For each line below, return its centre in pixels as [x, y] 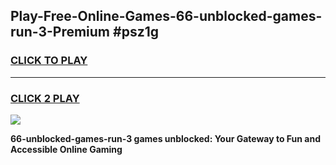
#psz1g [136, 32]
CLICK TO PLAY [49, 61]
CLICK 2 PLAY [45, 98]
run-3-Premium [60, 32]
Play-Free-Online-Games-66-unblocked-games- [166, 16]
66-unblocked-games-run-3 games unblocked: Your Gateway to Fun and [165, 138]
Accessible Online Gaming [66, 149]
